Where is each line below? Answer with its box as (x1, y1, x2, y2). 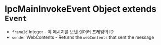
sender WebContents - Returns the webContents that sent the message (11, 34, 154, 40)
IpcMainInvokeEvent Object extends (4, 3, 157, 15)
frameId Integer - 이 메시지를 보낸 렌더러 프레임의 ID (11, 28, 114, 35)
